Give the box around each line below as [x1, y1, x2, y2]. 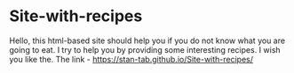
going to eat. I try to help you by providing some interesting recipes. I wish [9, 44, 282, 55]
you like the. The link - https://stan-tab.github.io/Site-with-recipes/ [9, 54, 254, 64]
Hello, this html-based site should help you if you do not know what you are [9, 35, 286, 46]
